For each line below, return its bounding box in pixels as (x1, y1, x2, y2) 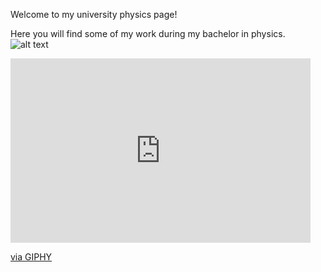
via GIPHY (10, 251, 53, 263)
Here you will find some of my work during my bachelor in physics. (10, 28, 286, 39)
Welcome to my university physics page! (10, 9, 178, 20)
